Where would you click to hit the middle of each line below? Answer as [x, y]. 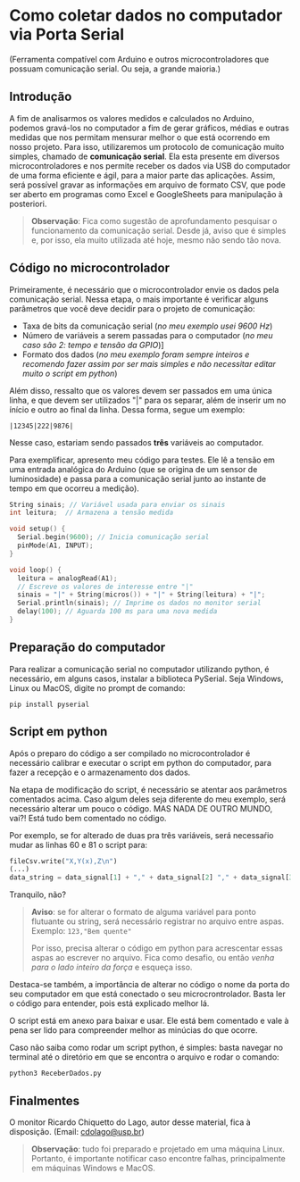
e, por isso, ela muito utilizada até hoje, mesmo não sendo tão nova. [156, 240]
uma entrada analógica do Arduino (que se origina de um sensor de [133, 469]
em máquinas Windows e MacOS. [93, 1168]
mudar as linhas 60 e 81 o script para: [79, 845]
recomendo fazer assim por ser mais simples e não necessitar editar [149, 363]
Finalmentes [45, 1100]
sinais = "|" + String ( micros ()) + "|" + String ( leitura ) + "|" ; [142, 595]
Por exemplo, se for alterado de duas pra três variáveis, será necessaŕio [142, 835]
